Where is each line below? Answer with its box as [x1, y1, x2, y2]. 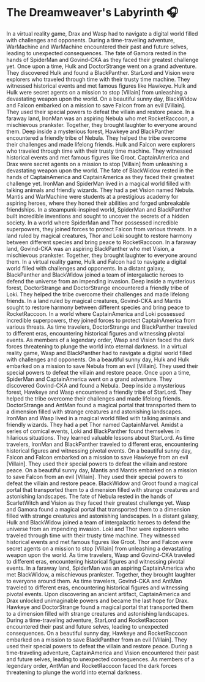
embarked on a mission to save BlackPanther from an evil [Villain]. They [6, 636, 188, 643]
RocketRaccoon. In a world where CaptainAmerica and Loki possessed [6, 310, 185, 317]
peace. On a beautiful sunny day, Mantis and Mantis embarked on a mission [6, 466, 198, 473]
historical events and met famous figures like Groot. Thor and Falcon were [6, 538, 193, 545]
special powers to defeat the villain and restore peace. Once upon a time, [6, 369, 191, 376]
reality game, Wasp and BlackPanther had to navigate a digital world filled [6, 349, 192, 356]
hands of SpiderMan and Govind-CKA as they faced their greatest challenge [6, 56, 199, 63]
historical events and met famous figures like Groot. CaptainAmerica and [6, 153, 190, 161]
